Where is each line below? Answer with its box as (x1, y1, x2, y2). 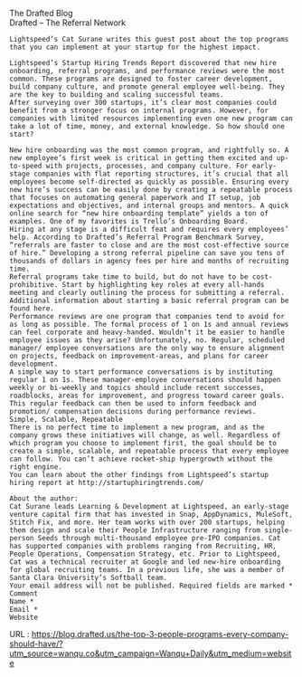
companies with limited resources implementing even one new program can (9, 114, 294, 123)
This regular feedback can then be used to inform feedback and (9, 399, 257, 408)
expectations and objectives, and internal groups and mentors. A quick (9, 201, 289, 210)
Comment (9, 589, 39, 598)
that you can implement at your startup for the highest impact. (9, 43, 260, 52)
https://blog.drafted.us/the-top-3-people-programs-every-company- (31, 629, 289, 639)
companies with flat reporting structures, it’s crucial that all (33, 169, 289, 178)
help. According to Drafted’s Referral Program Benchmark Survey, (9, 233, 265, 242)
